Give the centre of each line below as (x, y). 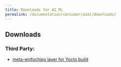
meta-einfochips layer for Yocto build (50, 60)
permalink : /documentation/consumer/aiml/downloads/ (61, 14)
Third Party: (20, 49)
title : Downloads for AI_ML (34, 10)
